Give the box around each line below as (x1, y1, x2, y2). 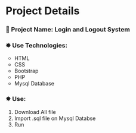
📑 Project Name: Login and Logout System (5, 26, 131, 34)
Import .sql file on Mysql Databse (14, 115, 96, 122)
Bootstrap (14, 67, 39, 75)
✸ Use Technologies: (5, 42, 68, 50)
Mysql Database (14, 80, 55, 87)
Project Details (5, 4, 80, 18)
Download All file (14, 108, 56, 115)
